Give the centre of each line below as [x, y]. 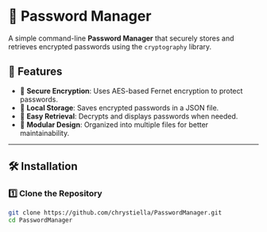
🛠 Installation [43, 166]
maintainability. [44, 133]
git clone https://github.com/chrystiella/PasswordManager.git [115, 213]
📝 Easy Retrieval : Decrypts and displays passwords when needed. [129, 116]
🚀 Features [35, 72]
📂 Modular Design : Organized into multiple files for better [114, 124]
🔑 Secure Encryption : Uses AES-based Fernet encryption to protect [131, 91]
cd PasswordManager [41, 220]
